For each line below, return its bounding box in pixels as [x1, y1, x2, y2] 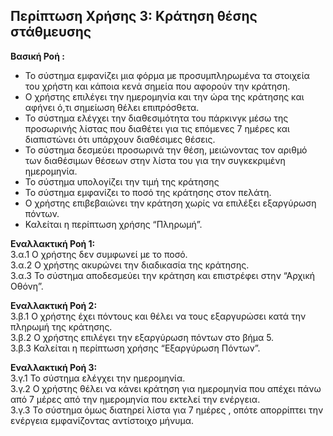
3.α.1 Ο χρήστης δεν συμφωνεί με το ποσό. [10, 248, 188, 260]
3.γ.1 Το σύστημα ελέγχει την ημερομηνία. [10, 372, 186, 384]
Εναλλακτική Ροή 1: [10, 237, 96, 249]
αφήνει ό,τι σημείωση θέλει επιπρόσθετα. [24, 101, 200, 113]
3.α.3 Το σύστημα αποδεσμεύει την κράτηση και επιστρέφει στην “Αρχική [10, 269, 316, 281]
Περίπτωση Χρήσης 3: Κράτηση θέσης [10, 8, 258, 25]
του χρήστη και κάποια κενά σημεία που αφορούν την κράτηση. [24, 80, 291, 92]
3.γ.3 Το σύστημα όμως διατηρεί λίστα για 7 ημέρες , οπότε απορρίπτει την [10, 404, 324, 416]
